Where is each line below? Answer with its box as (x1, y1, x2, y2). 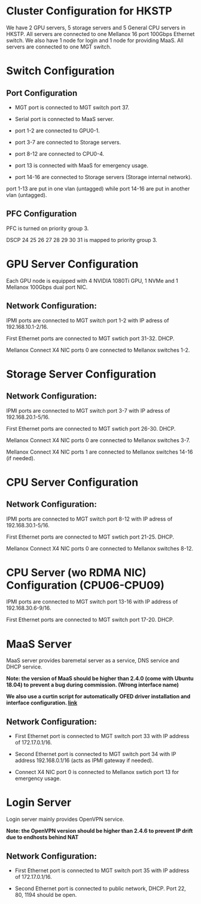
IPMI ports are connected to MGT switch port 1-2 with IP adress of (6, 316, 169, 324)
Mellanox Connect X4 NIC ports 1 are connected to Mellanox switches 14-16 (6, 448, 193, 455)
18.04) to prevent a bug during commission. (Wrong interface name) (6, 681, 179, 688)
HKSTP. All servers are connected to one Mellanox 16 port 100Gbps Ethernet (6, 30, 195, 37)
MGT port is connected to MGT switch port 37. (14, 104, 130, 111)
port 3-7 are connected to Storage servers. (14, 138, 121, 146)
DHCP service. (6, 663, 43, 670)
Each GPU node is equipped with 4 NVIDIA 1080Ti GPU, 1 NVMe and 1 (6, 277, 178, 284)
